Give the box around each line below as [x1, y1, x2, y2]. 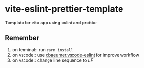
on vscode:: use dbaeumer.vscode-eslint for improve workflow [12, 52, 140, 58]
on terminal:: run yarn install [12, 46, 73, 52]
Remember [5, 34, 40, 42]
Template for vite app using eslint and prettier [5, 20, 97, 25]
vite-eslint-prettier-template [5, 3, 123, 15]
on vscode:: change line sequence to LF [12, 57, 93, 63]
